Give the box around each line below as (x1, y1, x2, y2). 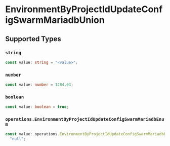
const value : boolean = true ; (5, 104, 69, 109)
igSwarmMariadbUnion (5, 14, 105, 26)
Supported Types (5, 34, 62, 43)
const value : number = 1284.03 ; (5, 82, 73, 87)
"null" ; (10, 136, 26, 141)
